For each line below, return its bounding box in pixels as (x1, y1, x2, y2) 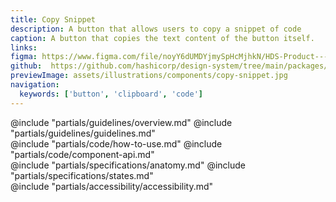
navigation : (10, 80, 60, 90)
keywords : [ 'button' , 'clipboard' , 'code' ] (19, 89, 203, 99)
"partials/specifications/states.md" (10, 169, 154, 181)
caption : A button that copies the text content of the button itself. (10, 33, 315, 43)
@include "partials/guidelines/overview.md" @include (10, 116, 233, 128)
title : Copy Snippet (10, 14, 97, 25)
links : (10, 42, 38, 53)
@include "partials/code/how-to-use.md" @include (10, 137, 223, 150)
